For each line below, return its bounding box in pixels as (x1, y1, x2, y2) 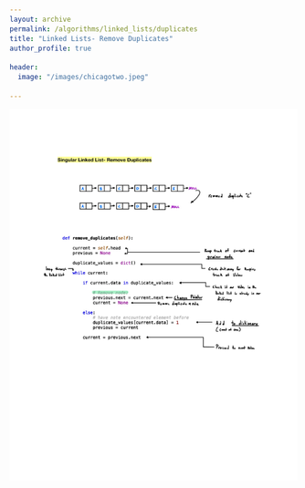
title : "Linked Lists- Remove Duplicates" (9, 34, 174, 43)
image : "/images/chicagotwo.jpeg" (17, 73, 149, 82)
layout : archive (9, 15, 71, 24)
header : (9, 63, 39, 72)
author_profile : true (9, 44, 92, 53)
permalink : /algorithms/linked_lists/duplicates (9, 24, 198, 34)
